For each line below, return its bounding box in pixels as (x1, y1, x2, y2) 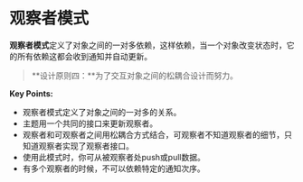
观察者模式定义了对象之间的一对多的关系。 (22, 106, 182, 117)
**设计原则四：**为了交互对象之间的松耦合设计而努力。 (31, 69, 238, 81)
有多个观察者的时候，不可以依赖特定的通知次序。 (22, 163, 205, 174)
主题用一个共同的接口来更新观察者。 (22, 118, 158, 129)
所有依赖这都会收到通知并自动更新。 (16, 50, 152, 61)
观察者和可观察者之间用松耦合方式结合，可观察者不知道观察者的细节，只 (22, 129, 292, 140)
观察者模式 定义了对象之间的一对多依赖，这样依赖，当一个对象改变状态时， (9, 40, 287, 50)
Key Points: (9, 87, 53, 99)
